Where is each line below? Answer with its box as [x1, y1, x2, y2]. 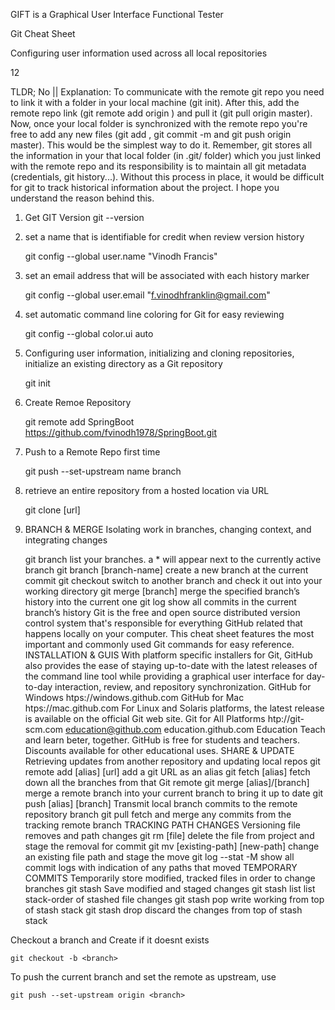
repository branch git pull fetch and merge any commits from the [24, 809, 292, 820]
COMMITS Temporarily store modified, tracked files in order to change [24, 872, 316, 884]
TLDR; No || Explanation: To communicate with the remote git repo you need [10, 86, 325, 98]
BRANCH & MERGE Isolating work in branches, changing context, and [24, 524, 312, 535]
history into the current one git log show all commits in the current [24, 596, 297, 608]
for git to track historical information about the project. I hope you [10, 182, 280, 193]
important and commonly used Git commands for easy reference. [24, 639, 295, 650]
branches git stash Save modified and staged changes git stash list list [24, 883, 316, 894]
